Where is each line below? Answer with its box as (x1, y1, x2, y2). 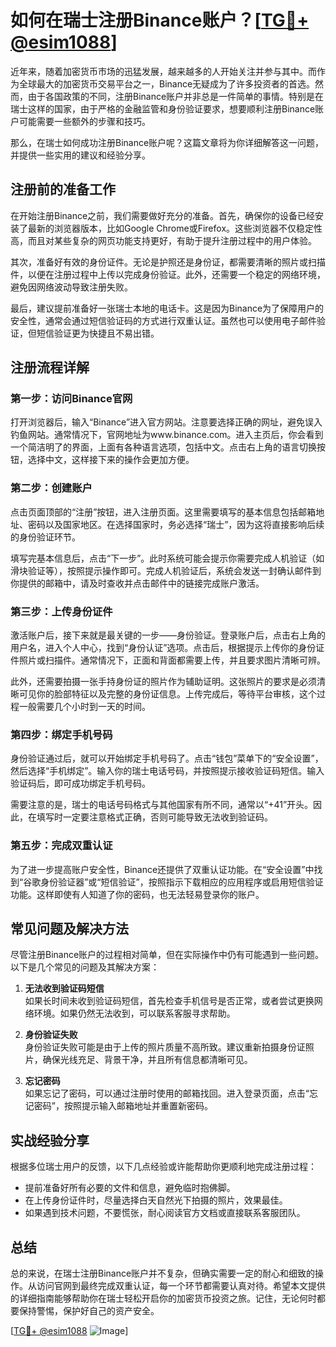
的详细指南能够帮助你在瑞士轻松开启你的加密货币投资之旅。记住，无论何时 (10, 1292, 317, 1305)
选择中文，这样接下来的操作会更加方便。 (27, 454, 195, 466)
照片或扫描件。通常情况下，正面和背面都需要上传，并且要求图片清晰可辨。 (18, 654, 326, 666)
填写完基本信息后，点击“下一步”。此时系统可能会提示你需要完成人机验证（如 (10, 552, 325, 564)
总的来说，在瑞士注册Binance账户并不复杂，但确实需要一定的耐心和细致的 (10, 1267, 316, 1280)
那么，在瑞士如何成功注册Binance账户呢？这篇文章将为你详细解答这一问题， (10, 136, 325, 148)
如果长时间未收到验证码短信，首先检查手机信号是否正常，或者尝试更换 (24, 995, 315, 1007)
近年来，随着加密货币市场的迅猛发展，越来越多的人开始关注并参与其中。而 (10, 65, 317, 77)
